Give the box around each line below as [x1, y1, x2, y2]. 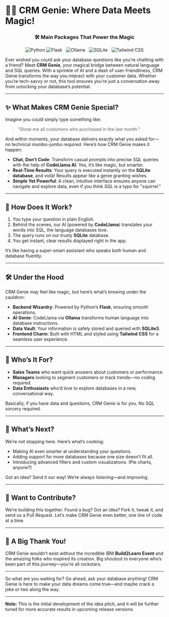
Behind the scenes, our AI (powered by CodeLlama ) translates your [12, 222, 153, 228]
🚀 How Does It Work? [5, 203, 72, 211]
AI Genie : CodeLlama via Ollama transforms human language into [12, 314, 149, 320]
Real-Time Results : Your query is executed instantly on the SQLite [12, 167, 151, 173]
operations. [12, 309, 37, 315]
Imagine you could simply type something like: [5, 116, 102, 123]
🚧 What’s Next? [5, 425, 54, 434]
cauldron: [5, 294, 25, 300]
